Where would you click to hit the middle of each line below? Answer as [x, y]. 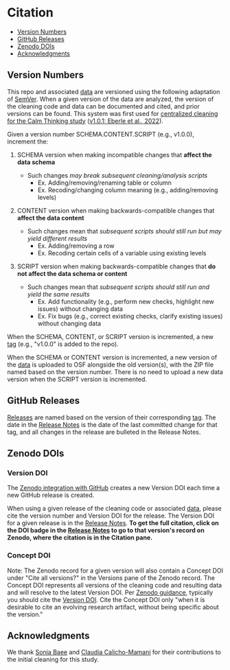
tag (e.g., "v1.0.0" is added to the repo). [63, 344]
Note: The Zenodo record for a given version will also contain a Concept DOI [115, 570]
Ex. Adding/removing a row [76, 246]
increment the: [28, 141]
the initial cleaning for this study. [53, 660]
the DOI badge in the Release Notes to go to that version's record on [106, 531]
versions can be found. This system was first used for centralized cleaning [113, 113]
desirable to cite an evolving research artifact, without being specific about [113, 607]
